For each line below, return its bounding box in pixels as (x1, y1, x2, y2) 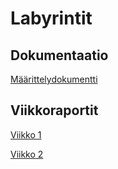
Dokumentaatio (10, 47, 109, 64)
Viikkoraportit (10, 102, 99, 119)
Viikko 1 (10, 128, 42, 141)
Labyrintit (10, 7, 93, 30)
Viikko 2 (10, 148, 44, 160)
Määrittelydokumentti (10, 73, 98, 85)
